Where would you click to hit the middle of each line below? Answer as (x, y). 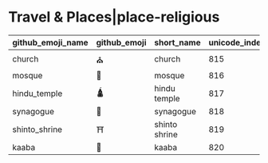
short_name (177, 42)
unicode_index (237, 42)
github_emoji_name (51, 42)
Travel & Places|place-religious (114, 17)
